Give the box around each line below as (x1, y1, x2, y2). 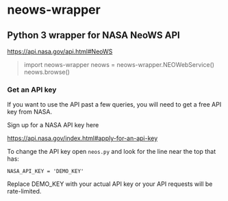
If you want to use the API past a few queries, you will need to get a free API (7, 100, 222, 109)
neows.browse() (23, 68, 71, 76)
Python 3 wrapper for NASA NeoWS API (7, 29, 180, 41)
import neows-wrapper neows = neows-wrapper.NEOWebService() (23, 61, 214, 68)
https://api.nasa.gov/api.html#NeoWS (7, 47, 113, 55)
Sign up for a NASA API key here (7, 121, 99, 129)
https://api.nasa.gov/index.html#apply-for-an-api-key (7, 134, 158, 142)
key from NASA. (7, 108, 53, 116)
